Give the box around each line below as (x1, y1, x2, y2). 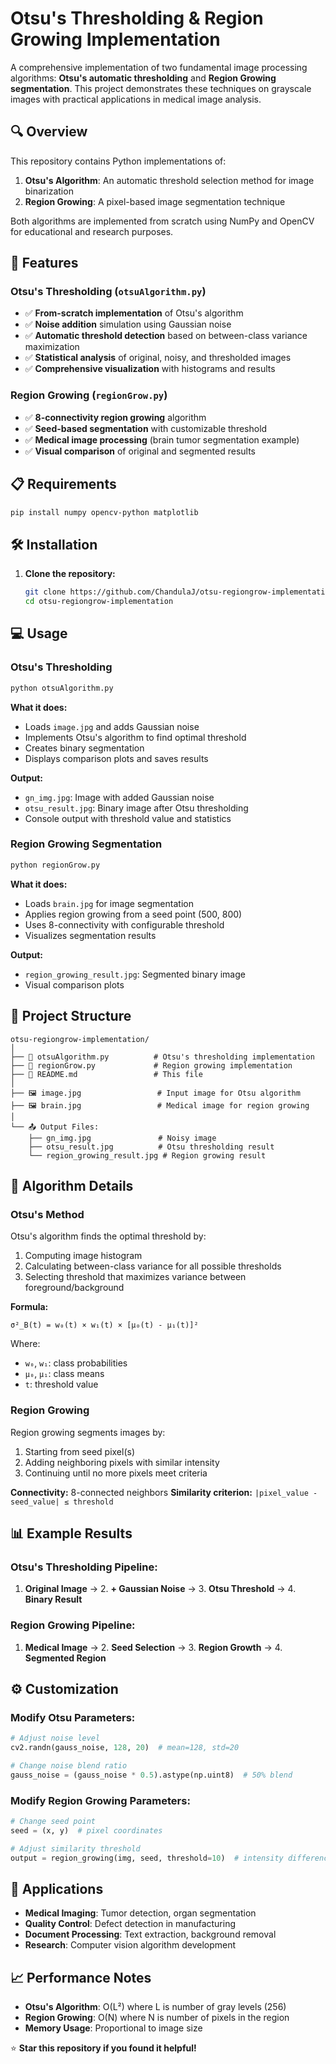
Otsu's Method (10, 1207, 85, 1221)
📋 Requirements (10, 476, 117, 493)
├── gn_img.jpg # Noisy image (28, 1133, 217, 1143)
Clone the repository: (24, 568, 116, 580)
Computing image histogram (24, 1250, 143, 1262)
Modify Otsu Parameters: (10, 1710, 136, 1724)
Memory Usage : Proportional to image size (24, 2022, 203, 2034)
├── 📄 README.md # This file (10, 1069, 203, 1079)
